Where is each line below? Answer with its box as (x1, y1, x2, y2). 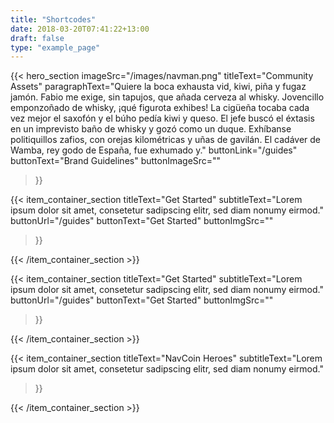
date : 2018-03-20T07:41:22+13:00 (10, 24, 150, 34)
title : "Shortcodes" (10, 14, 97, 25)
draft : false (10, 33, 65, 43)
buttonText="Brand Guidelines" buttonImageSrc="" (10, 155, 222, 167)
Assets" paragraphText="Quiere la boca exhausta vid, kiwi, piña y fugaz (10, 81, 307, 93)
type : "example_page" (10, 42, 101, 53)
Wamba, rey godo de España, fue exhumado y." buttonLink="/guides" (10, 144, 298, 156)
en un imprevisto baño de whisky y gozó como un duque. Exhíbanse (10, 123, 292, 135)
